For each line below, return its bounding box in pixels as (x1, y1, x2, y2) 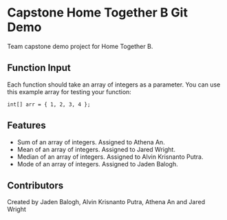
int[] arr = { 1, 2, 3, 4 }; (7, 101, 91, 108)
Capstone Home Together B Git (7, 5, 188, 21)
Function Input (7, 62, 71, 74)
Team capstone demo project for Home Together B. (7, 42, 153, 50)
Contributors (7, 179, 64, 191)
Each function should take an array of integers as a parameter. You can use (7, 80, 221, 89)
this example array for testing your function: (7, 87, 132, 96)
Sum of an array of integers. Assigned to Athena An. (17, 137, 165, 146)
